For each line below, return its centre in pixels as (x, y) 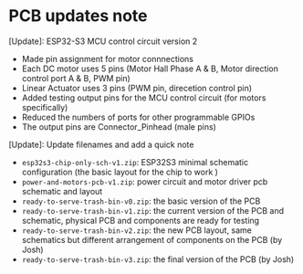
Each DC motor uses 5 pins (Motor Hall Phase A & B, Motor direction (150, 68)
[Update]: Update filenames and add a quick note (101, 144)
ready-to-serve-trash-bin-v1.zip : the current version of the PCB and (153, 210)
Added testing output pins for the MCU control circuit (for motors (144, 98)
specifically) (45, 107)
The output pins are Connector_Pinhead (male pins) (119, 126)
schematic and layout (62, 191)
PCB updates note (78, 16)
